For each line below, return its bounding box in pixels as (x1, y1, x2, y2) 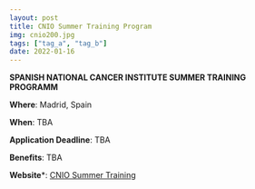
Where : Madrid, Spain (9, 99, 93, 110)
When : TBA (9, 117, 54, 128)
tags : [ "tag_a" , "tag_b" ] (9, 38, 107, 48)
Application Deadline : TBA (9, 134, 111, 145)
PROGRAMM (9, 82, 59, 93)
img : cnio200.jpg (9, 30, 75, 39)
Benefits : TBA (9, 152, 63, 164)
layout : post (9, 13, 59, 23)
